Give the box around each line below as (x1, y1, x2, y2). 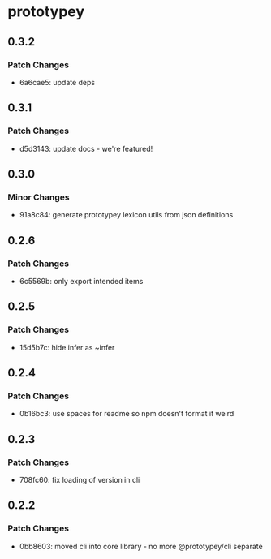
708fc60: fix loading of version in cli (19, 475, 140, 484)
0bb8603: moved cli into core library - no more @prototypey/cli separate (19, 541, 263, 551)
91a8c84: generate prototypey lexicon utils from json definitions (19, 210, 234, 220)
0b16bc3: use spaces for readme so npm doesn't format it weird (19, 409, 234, 419)
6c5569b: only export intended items (19, 276, 144, 286)
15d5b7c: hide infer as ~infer (19, 342, 115, 352)
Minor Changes (7, 191, 70, 203)
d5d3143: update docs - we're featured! (19, 144, 153, 153)
